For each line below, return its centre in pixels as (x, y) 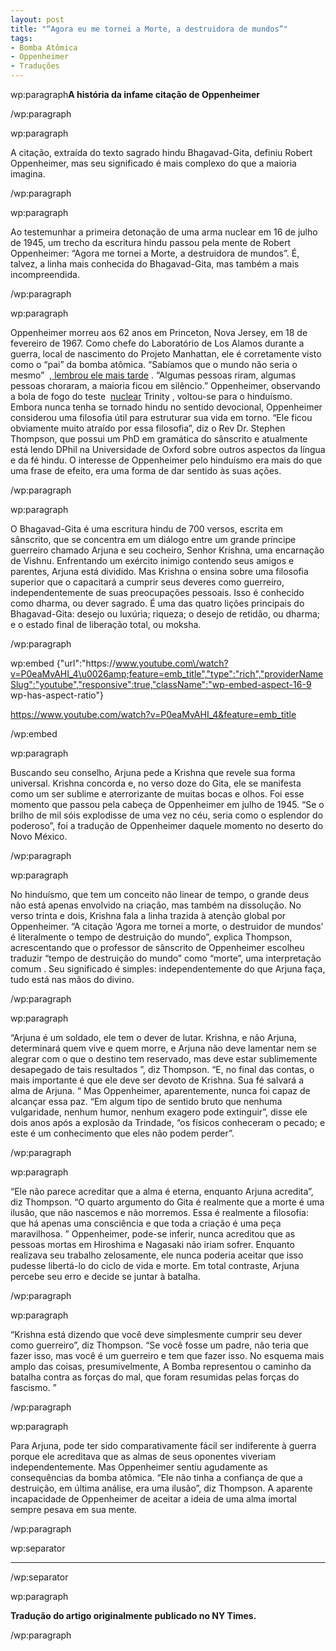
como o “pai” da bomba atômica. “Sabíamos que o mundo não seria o (154, 364)
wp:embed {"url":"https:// (63, 663)
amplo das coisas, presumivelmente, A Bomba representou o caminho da (161, 1366)
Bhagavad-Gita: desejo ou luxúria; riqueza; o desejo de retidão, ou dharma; (165, 614)
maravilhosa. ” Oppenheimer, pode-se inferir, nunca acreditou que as (153, 1234)
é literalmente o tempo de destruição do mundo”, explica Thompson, (151, 937)
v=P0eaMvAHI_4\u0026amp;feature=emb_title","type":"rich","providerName (167, 674)
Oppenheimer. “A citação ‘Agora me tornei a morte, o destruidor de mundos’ (167, 926)
